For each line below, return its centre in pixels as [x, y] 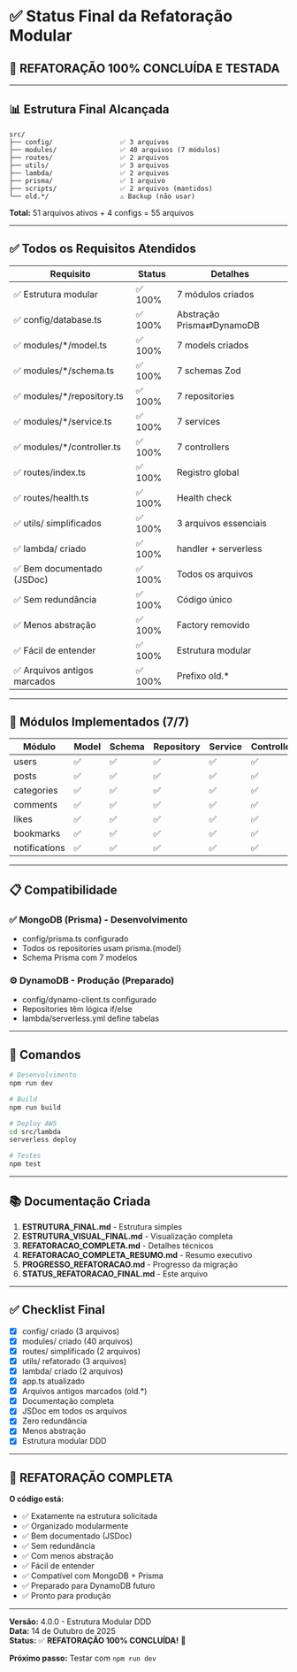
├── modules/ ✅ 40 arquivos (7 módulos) [115, 150]
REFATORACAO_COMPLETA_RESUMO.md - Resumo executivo [137, 1254]
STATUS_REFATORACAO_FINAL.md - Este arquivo [115, 1273]
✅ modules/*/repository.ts [69, 395]
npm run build [35, 1108]
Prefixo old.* [203, 676]
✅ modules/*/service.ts [63, 421]
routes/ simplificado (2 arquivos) [81, 1351]
